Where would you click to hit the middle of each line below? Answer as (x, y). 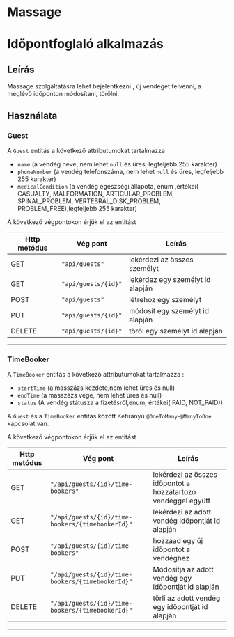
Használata (32, 116)
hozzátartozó (174, 492)
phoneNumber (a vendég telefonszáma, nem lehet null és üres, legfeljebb (120, 171)
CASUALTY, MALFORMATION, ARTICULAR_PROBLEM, (95, 194)
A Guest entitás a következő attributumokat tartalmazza (86, 150)
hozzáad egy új (178, 541)
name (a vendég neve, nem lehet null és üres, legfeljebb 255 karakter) (117, 164)
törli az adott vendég (187, 598)
